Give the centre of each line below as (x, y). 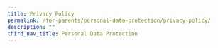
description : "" (31, 27)
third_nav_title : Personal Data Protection (73, 34)
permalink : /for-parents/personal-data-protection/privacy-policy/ (109, 20)
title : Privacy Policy (41, 14)
